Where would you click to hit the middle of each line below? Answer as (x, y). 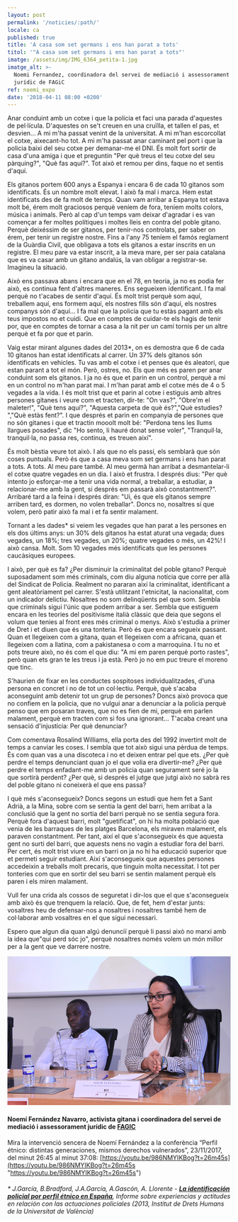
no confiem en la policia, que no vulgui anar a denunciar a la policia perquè (117, 703)
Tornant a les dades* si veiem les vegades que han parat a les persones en (117, 526)
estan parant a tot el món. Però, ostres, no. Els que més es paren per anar (115, 370)
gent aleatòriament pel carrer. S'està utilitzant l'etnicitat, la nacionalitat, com (118, 592)
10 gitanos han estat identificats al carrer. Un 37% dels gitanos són (105, 355)
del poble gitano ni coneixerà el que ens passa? (77, 785)
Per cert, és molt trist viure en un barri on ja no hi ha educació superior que (117, 852)
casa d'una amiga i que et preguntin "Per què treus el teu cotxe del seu (111, 156)
